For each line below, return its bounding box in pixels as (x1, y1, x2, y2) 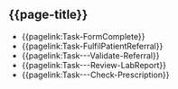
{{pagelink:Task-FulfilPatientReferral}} (21, 40, 164, 51)
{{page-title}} (8, 7, 89, 22)
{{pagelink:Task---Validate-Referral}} (21, 49, 160, 61)
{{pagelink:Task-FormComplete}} (21, 31, 145, 41)
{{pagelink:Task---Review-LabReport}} (21, 59, 167, 70)
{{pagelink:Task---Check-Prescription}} (21, 69, 170, 80)
